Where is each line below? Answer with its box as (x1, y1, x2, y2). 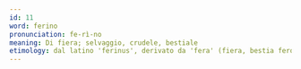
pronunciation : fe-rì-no (9, 30, 102, 39)
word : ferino (9, 22, 58, 30)
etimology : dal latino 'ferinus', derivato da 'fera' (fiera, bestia (9, 47, 275, 56)
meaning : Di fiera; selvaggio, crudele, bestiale (9, 38, 199, 47)
